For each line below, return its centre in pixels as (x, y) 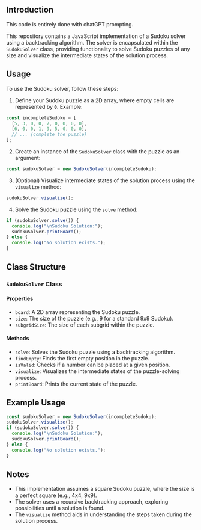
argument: (28, 158)
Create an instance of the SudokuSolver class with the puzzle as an (97, 152)
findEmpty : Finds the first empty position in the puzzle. (82, 358)
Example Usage (36, 403)
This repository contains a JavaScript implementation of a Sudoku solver (96, 36)
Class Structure (36, 267)
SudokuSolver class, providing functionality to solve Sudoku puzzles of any (98, 49)
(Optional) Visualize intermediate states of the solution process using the (105, 180)
